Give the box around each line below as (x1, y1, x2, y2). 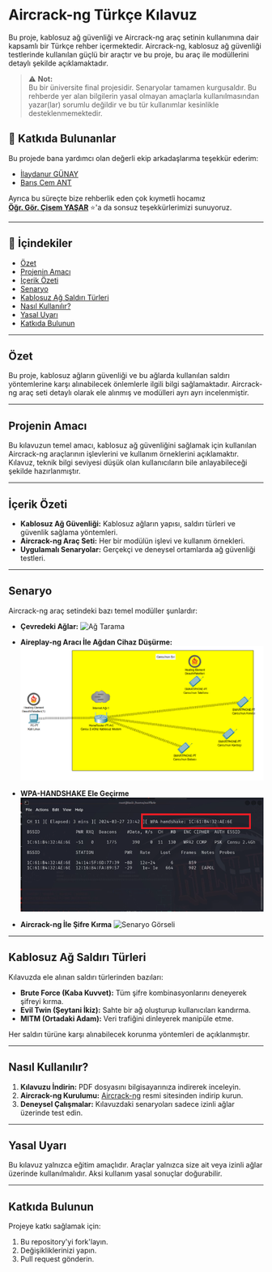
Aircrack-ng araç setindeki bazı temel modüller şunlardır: (8, 606, 198, 615)
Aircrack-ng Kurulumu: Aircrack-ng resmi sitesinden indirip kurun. (19, 1091, 244, 1100)
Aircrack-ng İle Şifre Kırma (19, 920, 112, 930)
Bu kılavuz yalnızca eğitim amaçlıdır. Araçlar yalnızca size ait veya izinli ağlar (8, 1160, 263, 1170)
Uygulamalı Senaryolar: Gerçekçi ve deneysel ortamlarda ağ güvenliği (19, 545, 256, 554)
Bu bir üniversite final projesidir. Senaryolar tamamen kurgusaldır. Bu (28, 83, 257, 92)
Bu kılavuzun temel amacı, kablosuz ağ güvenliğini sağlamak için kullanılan (8, 440, 257, 450)
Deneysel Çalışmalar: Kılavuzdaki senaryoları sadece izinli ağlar (19, 1099, 235, 1108)
